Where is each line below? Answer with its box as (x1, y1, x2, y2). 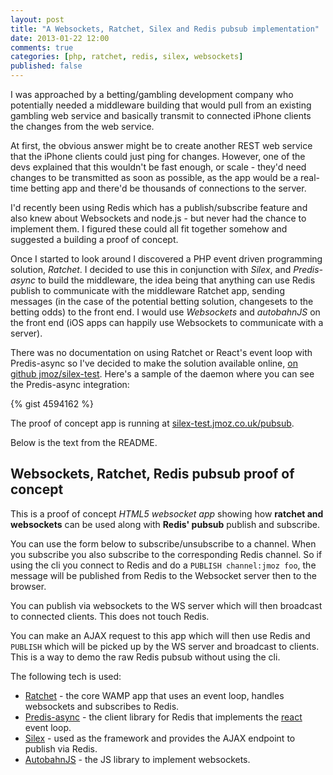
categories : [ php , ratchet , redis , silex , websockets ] (10, 52, 244, 62)
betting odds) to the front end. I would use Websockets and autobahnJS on (10, 306, 321, 318)
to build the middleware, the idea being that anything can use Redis (38, 274, 316, 286)
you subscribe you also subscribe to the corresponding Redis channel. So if (10, 548, 323, 560)
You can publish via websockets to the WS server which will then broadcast (10, 599, 323, 611)
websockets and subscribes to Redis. (24, 700, 180, 712)
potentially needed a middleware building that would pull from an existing (10, 99, 312, 111)
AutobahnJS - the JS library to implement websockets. (24, 753, 251, 765)
